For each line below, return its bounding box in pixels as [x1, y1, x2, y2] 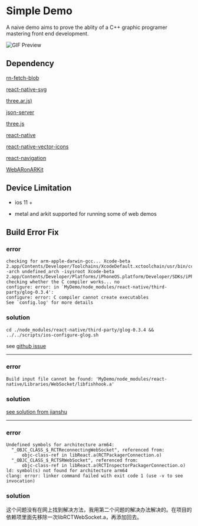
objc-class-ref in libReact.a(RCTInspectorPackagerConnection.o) [21, 463, 186, 469]
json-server [6, 108, 34, 116]
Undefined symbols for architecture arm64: [6, 442, 115, 448]
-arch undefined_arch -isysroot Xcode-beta [6, 269, 115, 275]
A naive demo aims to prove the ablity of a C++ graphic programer [6, 24, 168, 31]
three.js [6, 120, 25, 127]
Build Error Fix [6, 227, 59, 237]
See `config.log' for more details [6, 300, 94, 306]
